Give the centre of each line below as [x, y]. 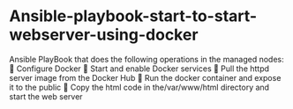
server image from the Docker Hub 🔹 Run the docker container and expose [145, 77]
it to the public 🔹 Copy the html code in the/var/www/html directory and [139, 87]
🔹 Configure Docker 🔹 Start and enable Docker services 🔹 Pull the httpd [139, 69]
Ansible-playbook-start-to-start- [133, 16]
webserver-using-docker [104, 35]
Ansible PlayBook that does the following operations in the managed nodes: [146, 59]
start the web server [46, 96]
